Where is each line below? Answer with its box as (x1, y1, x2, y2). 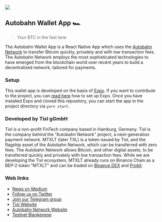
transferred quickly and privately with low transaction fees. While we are (5, 152, 150, 158)
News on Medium (12, 185, 48, 192)
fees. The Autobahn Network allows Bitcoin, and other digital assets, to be (5, 147, 153, 153)
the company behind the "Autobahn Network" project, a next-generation (5, 131, 149, 137)
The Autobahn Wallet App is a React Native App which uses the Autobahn (5, 44, 152, 50)
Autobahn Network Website (12, 206, 68, 212)
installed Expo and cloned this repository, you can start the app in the (5, 98, 144, 104)
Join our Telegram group (12, 196, 62, 202)
